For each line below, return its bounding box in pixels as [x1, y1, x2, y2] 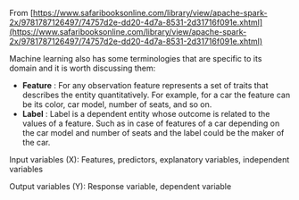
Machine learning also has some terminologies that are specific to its [9, 54, 262, 63]
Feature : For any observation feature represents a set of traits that [21, 80, 270, 90]
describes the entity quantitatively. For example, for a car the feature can [21, 89, 291, 100]
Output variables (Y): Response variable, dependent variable [9, 181, 232, 191]
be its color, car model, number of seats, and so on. [21, 99, 212, 110]
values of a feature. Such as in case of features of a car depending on [21, 118, 280, 129]
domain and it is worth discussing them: [9, 62, 156, 73]
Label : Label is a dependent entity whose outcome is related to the [21, 109, 270, 119]
